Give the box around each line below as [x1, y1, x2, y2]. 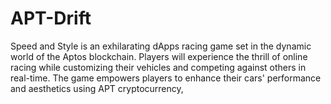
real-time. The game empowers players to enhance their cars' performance [10, 72, 322, 84]
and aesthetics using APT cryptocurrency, [10, 82, 184, 94]
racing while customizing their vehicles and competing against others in [10, 61, 307, 73]
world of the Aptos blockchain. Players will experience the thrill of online [10, 50, 308, 62]
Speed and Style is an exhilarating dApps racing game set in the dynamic [10, 40, 312, 52]
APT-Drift [10, 7, 92, 30]
